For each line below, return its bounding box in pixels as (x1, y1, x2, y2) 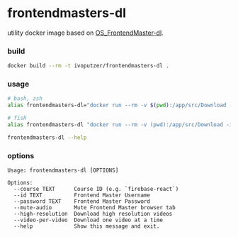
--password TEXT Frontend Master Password (13, 198, 151, 205)
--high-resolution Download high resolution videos (13, 211, 173, 218)
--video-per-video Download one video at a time (13, 216, 163, 224)
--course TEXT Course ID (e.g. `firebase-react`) (13, 186, 179, 193)
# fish (7, 115, 27, 122)
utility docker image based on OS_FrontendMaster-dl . (7, 28, 164, 37)
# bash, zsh (7, 95, 42, 102)
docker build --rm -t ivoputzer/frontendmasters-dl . (7, 62, 170, 70)
